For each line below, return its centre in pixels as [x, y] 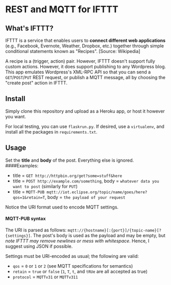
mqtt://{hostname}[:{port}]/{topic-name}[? [115, 230]
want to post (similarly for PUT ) [45, 186]
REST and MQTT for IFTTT [62, 9]
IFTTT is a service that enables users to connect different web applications [86, 40]
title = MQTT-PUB [29, 192]
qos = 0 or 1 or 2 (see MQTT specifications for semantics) [73, 266]
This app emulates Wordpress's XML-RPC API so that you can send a [78, 72]
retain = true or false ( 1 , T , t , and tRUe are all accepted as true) [80, 271]
